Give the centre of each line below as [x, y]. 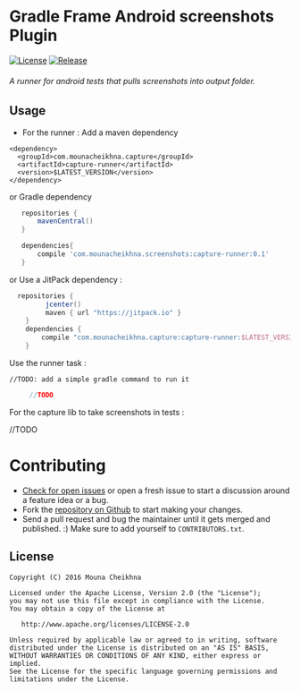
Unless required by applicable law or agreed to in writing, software [143, 640]
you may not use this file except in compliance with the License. [137, 601]
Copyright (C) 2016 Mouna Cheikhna [75, 577]
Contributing [58, 465]
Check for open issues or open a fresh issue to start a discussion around [156, 491]
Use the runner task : [48, 363]
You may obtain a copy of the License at [87, 609]
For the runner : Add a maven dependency [100, 132]
